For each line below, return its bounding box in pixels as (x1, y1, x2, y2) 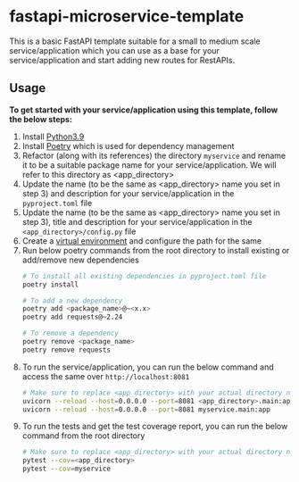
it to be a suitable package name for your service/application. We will (21, 159, 277, 170)
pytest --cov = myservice (21, 464, 112, 474)
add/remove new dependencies (21, 254, 140, 265)
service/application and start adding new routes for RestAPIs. (9, 54, 235, 65)
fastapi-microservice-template (9, 6, 245, 27)
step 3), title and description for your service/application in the (21, 216, 253, 227)
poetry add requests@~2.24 (21, 312, 123, 322)
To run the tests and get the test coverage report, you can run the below (21, 421, 288, 432)
